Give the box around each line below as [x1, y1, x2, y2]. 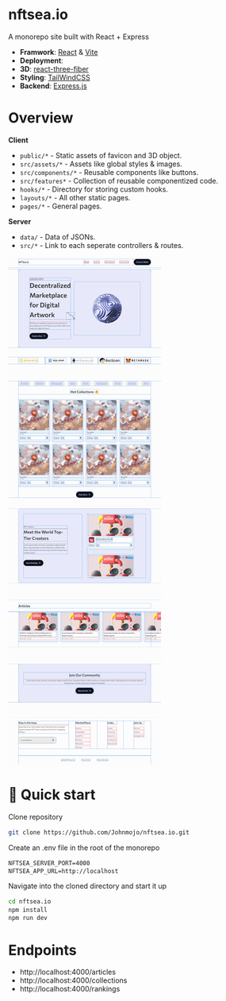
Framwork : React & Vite [19, 47, 98, 56]
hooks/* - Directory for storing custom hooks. [19, 184, 169, 194]
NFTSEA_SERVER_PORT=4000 [8, 859, 90, 867]
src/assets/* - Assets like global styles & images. [19, 159, 182, 169]
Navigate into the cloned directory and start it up [8, 881, 167, 890]
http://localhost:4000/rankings [19, 984, 121, 994]
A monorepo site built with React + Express [8, 32, 149, 41]
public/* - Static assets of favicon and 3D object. [19, 150, 182, 160]
